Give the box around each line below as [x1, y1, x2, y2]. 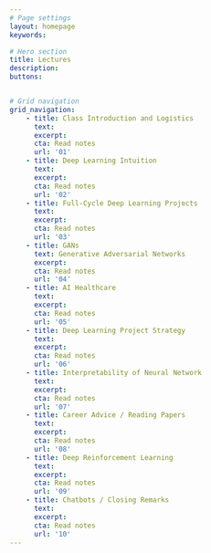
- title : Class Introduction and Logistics [26, 113, 195, 123]
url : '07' [33, 402, 71, 412]
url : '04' [33, 275, 71, 284]
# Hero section [9, 47, 68, 56]
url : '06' [33, 360, 71, 370]
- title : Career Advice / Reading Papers [26, 411, 185, 420]
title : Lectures [9, 56, 71, 65]
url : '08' [33, 444, 71, 454]
